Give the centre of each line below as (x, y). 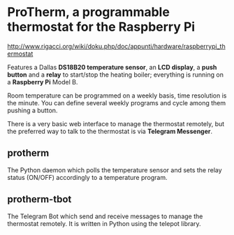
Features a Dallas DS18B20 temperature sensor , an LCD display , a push (112, 67)
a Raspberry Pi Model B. (43, 82)
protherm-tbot (39, 199)
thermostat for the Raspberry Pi (101, 27)
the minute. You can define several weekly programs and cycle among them (116, 103)
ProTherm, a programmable (88, 12)
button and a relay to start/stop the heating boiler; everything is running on (115, 75)
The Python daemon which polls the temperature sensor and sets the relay (115, 170)
